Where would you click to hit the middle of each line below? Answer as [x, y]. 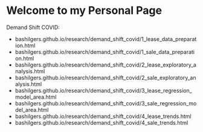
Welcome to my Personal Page [84, 11]
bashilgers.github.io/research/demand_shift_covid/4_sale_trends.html [101, 122]
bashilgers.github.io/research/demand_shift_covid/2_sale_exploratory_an [105, 78]
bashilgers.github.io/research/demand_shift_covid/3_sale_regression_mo [106, 103]
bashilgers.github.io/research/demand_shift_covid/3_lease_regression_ [103, 90]
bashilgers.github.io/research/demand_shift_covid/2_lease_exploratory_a [105, 65]
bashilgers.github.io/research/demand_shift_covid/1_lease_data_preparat [106, 39]
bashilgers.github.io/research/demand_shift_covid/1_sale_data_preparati [105, 51]
